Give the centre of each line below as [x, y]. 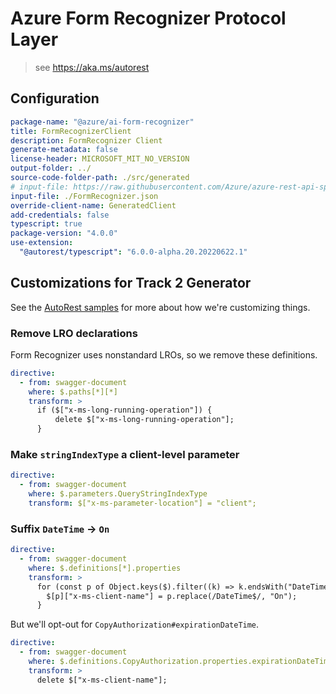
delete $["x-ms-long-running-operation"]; [144, 420]
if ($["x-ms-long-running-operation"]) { [124, 410]
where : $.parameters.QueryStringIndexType [118, 494]
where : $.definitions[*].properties [105, 568]
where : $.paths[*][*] [73, 392]
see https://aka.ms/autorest [92, 67]
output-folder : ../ [51, 168]
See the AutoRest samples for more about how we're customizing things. [160, 307]
